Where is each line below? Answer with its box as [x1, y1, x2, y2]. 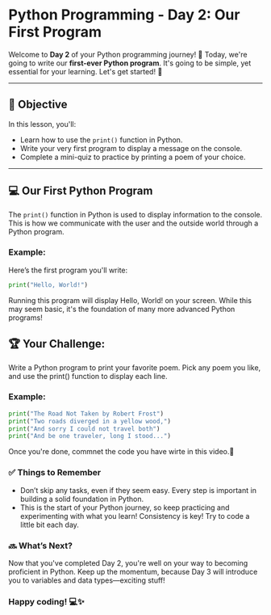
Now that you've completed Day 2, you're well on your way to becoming [8, 558, 248, 567]
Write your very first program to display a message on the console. [19, 143, 243, 153]
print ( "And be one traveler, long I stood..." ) [8, 432, 172, 440]
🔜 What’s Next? [8, 540, 73, 551]
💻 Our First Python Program [8, 184, 153, 198]
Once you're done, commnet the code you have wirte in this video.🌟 [8, 447, 235, 457]
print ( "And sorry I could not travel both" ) [8, 424, 161, 433]
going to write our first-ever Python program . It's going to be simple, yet [8, 58, 252, 68]
